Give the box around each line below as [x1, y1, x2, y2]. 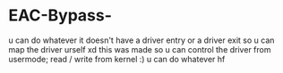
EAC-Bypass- [8, 5, 113, 26]
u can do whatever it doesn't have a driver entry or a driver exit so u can [8, 35, 275, 45]
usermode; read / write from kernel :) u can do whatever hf [8, 53, 226, 64]
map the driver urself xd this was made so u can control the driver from [8, 44, 271, 54]
